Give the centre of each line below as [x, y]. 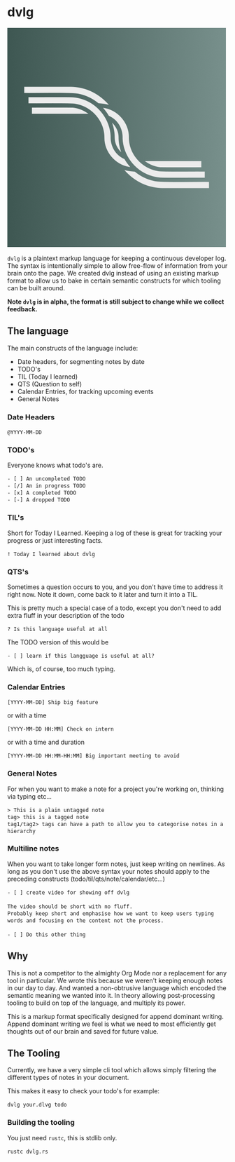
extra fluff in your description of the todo [66, 615]
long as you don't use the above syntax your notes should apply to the [108, 871]
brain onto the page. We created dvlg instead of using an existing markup [113, 273]
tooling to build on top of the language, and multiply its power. [97, 1003]
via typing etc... [30, 796]
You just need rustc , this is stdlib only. [62, 1137]
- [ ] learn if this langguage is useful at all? [81, 656]
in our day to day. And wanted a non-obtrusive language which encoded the [117, 988]
